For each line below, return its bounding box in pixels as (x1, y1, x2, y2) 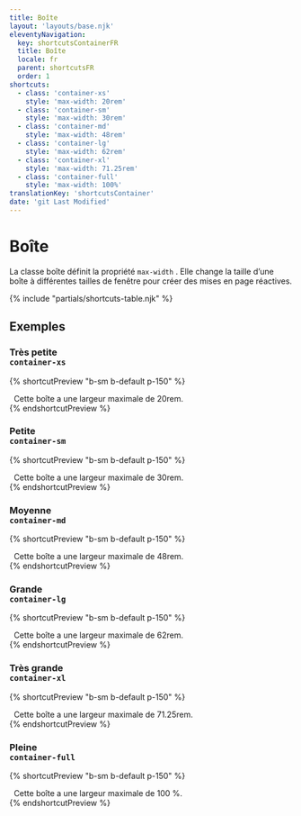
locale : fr (17, 55, 58, 64)
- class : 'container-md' (17, 122, 111, 131)
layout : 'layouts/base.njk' (9, 22, 115, 31)
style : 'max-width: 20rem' (25, 96, 127, 106)
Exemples (9, 319, 66, 334)
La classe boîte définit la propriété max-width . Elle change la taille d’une (9, 266, 274, 277)
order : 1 (17, 72, 50, 81)
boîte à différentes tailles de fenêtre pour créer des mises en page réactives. (9, 276, 293, 286)
